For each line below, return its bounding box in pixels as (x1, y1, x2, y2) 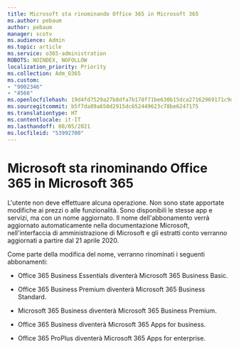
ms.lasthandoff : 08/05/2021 (7, 122, 91, 130)
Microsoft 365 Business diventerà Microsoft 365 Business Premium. (17, 306, 217, 315)
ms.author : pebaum (7, 17, 62, 24)
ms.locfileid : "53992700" (7, 129, 84, 136)
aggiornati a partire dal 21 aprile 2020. (7, 236, 119, 245)
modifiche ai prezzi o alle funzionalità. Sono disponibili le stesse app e (7, 206, 213, 215)
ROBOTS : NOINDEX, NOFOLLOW (7, 57, 87, 64)
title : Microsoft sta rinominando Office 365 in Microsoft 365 (7, 10, 199, 18)
